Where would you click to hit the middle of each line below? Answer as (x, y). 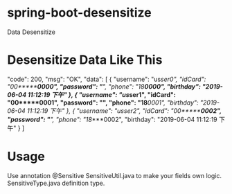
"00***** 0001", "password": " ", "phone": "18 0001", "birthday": (103, 103)
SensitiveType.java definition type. (56, 183)
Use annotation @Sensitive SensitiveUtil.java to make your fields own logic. (115, 175)
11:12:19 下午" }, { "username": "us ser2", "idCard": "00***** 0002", (124, 111)
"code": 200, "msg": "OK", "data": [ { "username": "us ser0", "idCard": (107, 79)
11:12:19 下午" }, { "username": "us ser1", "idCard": (102, 94)
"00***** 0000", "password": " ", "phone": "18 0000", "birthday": (104, 86)
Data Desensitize (31, 32)
